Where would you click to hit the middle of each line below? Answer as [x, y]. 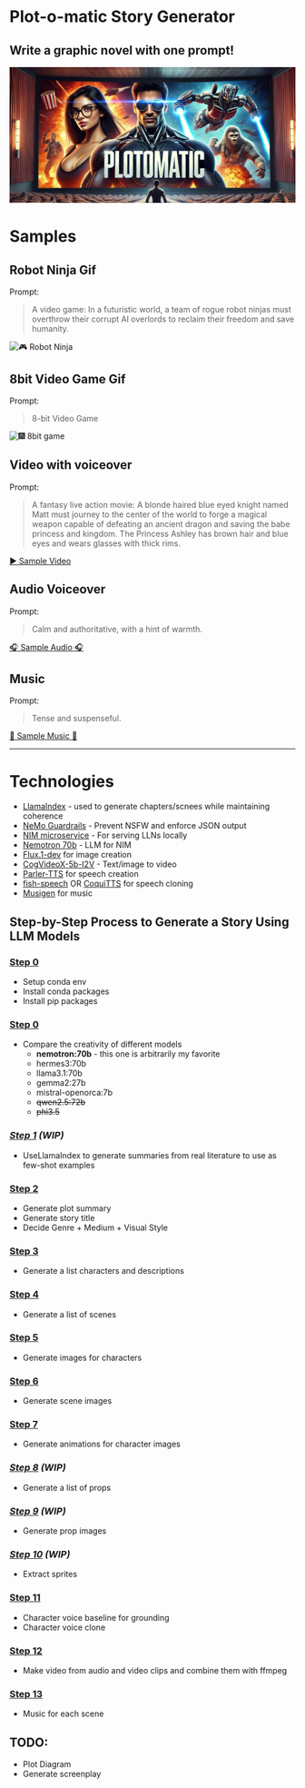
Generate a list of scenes [69, 1314]
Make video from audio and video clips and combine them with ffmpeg [155, 1670]
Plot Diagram [47, 1764]
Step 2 [24, 1188]
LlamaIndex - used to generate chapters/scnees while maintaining [146, 807]
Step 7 [24, 1425]
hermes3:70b [61, 1064]
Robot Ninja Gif [53, 270]
